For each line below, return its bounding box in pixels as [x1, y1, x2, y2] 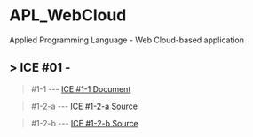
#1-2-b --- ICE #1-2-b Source [30, 118, 139, 128]
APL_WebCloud [9, 5, 127, 26]
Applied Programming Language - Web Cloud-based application [9, 34, 245, 45]
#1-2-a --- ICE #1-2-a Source [30, 101, 138, 111]
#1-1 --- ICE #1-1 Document [30, 83, 131, 94]
